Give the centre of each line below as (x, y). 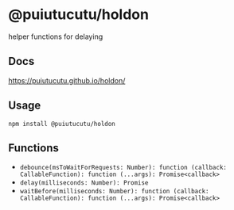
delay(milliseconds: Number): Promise (84, 183)
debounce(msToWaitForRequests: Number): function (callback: (123, 168)
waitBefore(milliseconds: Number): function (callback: (114, 192)
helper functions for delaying (56, 36)
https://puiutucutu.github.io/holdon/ (67, 80)
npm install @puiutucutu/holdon (62, 124)
